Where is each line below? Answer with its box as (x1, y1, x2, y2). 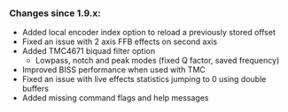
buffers (21, 83, 49, 94)
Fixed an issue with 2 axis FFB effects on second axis (21, 36, 218, 47)
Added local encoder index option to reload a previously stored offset (21, 27, 276, 38)
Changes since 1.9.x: (9, 7, 101, 19)
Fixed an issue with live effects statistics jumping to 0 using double (21, 74, 267, 85)
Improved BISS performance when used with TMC (21, 64, 206, 75)
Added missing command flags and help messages (21, 93, 209, 103)
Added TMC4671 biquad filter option (21, 46, 156, 56)
